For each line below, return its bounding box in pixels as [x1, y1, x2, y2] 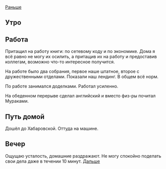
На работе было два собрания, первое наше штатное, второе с [5, 69, 140, 75]
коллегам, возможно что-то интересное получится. [5, 59, 115, 65]
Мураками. [5, 98, 29, 104]
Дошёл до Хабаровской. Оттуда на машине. [5, 126, 99, 131]
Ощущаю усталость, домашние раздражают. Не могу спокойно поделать [5, 153, 162, 159]
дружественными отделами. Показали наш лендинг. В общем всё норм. [5, 74, 159, 80]
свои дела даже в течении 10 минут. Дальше [5, 158, 100, 164]
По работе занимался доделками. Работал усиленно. [5, 84, 118, 89]
